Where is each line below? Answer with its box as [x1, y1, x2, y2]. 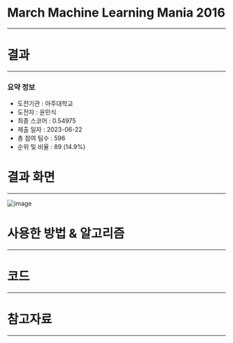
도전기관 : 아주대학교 [17, 99, 74, 108]
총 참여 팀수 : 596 [17, 134, 66, 143]
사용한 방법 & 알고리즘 [7, 226, 125, 242]
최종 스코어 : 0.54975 [17, 116, 76, 125]
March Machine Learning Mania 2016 [7, 5, 225, 21]
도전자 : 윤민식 [17, 108, 57, 116]
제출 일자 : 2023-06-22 [17, 125, 83, 134]
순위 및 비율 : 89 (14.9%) [17, 143, 86, 151]
